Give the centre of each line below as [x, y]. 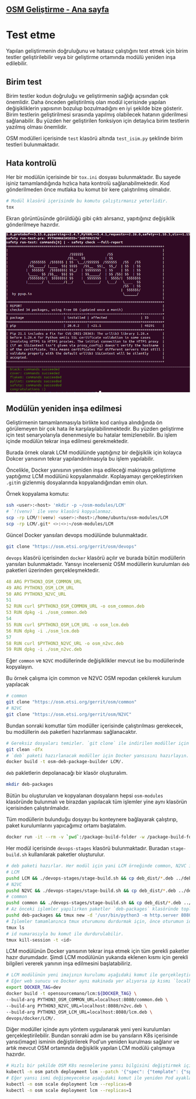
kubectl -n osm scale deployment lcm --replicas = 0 [69, 1084]
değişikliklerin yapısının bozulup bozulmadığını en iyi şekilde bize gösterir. [94, 108]
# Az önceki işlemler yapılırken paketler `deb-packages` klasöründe [92, 909]
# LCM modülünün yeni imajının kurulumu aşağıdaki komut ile [82, 975]
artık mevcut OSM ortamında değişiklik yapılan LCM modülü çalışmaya [90, 1048]
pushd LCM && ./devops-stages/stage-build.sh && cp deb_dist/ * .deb [90, 878]
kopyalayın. [20, 667]
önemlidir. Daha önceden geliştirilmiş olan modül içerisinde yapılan [86, 102]
